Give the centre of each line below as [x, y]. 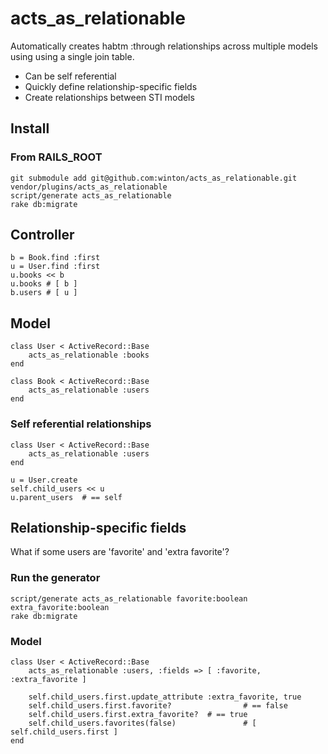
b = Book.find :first [55, 258]
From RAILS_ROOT [56, 157]
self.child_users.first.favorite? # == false [158, 705]
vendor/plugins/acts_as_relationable [89, 187]
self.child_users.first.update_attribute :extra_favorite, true [165, 697]
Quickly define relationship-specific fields [111, 86]
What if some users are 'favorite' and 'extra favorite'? [120, 552]
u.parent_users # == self [66, 497]
